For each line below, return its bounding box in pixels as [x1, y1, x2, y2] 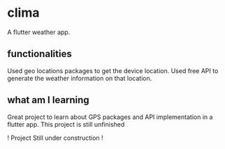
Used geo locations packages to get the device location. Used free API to [7, 66, 219, 74]
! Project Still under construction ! [7, 134, 103, 142]
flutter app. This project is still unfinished [7, 120, 125, 128]
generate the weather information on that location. [7, 74, 152, 82]
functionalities [7, 48, 72, 60]
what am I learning [7, 94, 89, 106]
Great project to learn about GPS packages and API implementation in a [7, 113, 213, 121]
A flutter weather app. [7, 28, 71, 36]
